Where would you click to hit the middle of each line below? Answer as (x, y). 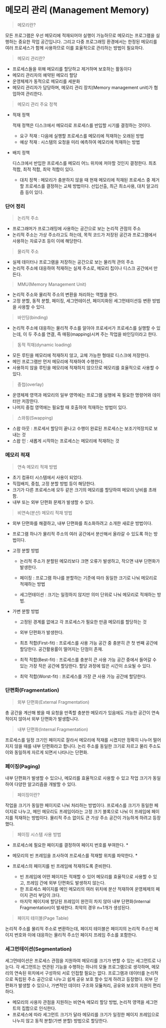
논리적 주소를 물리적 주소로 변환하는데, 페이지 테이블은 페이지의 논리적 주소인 (79, 929)
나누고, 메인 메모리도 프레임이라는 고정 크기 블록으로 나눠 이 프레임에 (84, 812)
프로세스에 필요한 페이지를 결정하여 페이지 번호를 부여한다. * (70, 845)
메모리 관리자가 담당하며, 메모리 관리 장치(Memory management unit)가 (82, 87)
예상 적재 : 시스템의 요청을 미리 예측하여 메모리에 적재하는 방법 (80, 142)
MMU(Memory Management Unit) (52, 284)
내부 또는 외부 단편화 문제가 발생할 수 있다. (53, 502)
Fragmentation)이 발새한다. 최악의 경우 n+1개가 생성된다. (75, 907)
